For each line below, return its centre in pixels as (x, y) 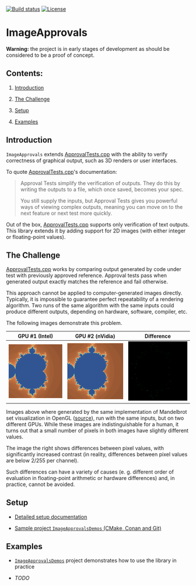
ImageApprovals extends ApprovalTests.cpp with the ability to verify (87, 154)
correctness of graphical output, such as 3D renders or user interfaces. (92, 160)
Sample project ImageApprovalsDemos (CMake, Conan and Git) (88, 528)
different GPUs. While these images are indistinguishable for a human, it (92, 424)
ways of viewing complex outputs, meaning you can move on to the (101, 207)
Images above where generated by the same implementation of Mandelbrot (97, 412)
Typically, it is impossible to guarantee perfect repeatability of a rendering (95, 299)
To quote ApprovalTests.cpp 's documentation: (62, 172)
